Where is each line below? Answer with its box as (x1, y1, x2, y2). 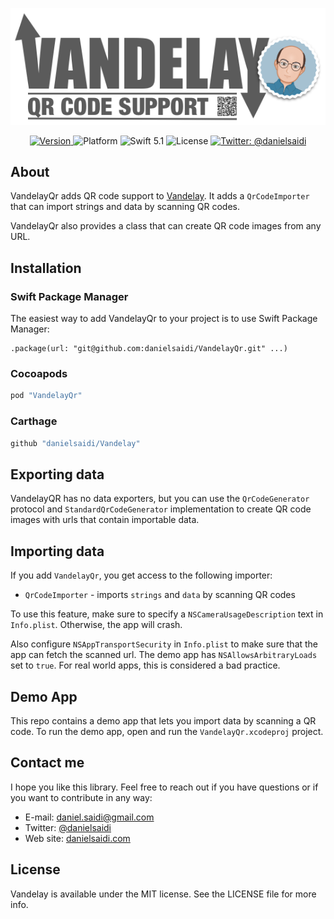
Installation (10, 259, 82, 277)
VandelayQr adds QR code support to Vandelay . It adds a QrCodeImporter (10, 190, 310, 202)
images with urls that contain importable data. (10, 514, 200, 526)
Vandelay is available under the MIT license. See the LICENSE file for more (10, 888, 317, 900)
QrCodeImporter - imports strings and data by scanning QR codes (24, 589, 296, 601)
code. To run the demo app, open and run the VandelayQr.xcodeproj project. (10, 725, 324, 737)
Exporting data (10, 466, 105, 483)
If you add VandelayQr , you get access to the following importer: (10, 569, 273, 582)
